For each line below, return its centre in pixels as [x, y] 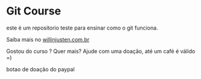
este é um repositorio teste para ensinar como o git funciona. [82, 28]
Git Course [34, 11]
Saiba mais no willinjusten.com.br [48, 39]
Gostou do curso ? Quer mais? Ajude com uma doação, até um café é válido [101, 51]
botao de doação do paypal [40, 69]
